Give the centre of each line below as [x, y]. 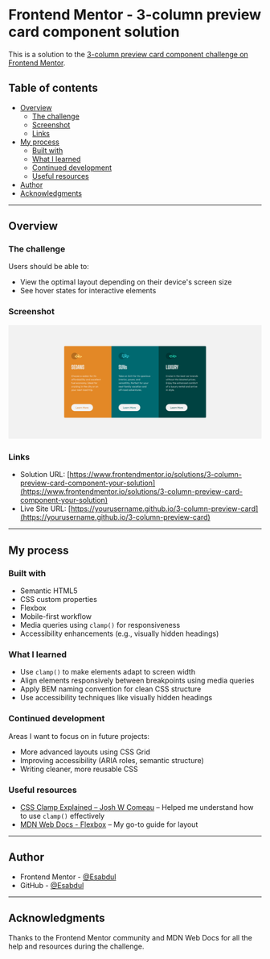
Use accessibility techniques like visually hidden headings [116, 698]
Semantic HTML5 [49, 591]
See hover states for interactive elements [88, 291]
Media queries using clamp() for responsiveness [100, 625]
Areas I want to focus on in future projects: [79, 736]
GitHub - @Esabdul [52, 885]
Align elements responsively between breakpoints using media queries [137, 681]
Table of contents [53, 88]
